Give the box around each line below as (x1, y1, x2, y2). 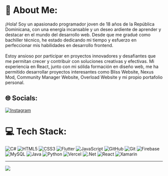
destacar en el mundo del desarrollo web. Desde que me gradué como (5, 31, 151, 37)
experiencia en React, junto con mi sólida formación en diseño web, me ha (5, 63, 159, 69)
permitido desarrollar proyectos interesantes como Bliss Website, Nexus (5, 68, 154, 74)
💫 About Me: (5, 4, 58, 16)
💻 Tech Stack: (5, 125, 67, 137)
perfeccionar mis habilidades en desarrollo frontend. (5, 42, 113, 48)
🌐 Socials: (5, 94, 38, 102)
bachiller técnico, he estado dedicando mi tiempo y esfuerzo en (5, 37, 136, 43)
